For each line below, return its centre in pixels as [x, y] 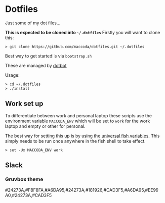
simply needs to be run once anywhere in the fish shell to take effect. [75, 141]
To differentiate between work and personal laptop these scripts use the [79, 115]
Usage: [12, 75]
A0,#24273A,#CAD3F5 [28, 195]
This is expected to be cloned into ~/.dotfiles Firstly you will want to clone [83, 32]
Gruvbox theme [24, 179]
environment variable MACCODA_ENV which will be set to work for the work [78, 121]
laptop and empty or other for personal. [45, 126]
